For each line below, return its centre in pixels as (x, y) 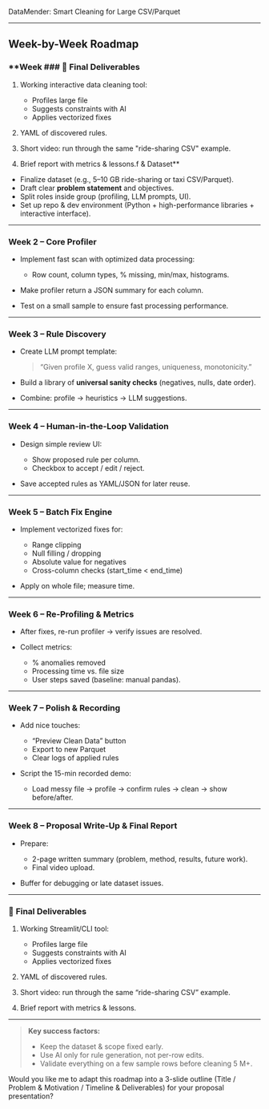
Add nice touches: (50, 726)
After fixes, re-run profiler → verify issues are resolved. (111, 632)
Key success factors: (64, 1031)
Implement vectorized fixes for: (71, 529)
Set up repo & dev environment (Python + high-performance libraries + (137, 204)
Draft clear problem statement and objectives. (97, 188)
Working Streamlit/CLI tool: (64, 929)
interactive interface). (55, 213)
